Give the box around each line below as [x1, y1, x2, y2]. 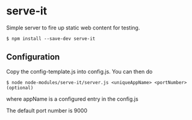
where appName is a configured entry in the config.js [6, 95, 138, 103]
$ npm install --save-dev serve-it [6, 35, 96, 41]
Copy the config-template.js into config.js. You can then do [6, 68, 153, 75]
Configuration [6, 52, 60, 62]
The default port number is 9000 [6, 107, 87, 114]
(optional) [6, 85, 34, 91]
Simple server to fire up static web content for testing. [6, 24, 140, 31]
